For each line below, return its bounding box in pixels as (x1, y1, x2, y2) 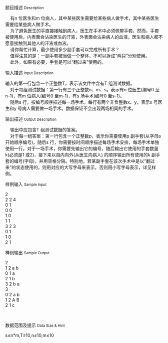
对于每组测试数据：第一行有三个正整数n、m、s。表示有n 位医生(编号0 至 (9, 87, 160, 92)
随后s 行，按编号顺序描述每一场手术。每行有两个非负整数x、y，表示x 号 (9, 99, 158, 105)
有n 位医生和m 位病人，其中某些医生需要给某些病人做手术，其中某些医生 (9, 15, 159, 21)
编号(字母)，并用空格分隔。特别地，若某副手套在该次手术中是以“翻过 (13, 158, 155, 164)
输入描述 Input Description (5, 70, 54, 76)
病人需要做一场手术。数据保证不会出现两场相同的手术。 (21, 105, 136, 111)
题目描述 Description (5, 5, 44, 11)
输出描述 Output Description (5, 116, 56, 122)
